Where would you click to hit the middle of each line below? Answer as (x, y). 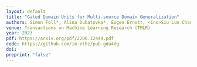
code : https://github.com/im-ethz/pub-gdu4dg (62, 44)
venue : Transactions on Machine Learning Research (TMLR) (78, 28)
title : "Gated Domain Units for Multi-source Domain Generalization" (93, 17)
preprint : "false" (28, 55)
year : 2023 (19, 33)
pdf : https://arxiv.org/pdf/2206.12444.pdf (60, 38)
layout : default (26, 11)
